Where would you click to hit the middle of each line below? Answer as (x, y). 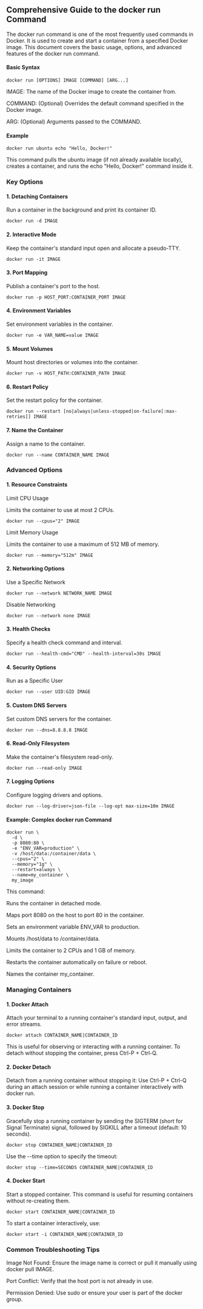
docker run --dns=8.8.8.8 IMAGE (47, 730)
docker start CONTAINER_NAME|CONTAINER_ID (61, 1212)
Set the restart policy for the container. (55, 400)
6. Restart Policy (27, 387)
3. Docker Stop (25, 1107)
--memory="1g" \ (32, 865)
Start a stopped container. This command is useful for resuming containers (100, 1194)
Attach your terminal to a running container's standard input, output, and (97, 1018)
